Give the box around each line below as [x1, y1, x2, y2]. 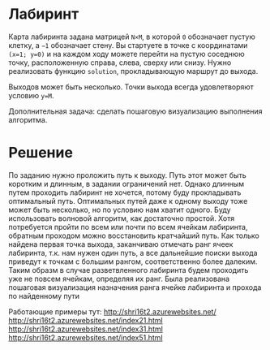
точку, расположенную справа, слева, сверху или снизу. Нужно [8, 58, 232, 67]
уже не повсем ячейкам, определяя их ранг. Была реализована [8, 274, 229, 283]
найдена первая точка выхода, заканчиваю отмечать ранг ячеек [8, 239, 234, 248]
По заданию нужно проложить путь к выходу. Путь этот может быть [8, 170, 246, 179]
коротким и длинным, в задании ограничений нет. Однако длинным [8, 179, 245, 188]
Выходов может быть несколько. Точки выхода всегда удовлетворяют [8, 82, 254, 92]
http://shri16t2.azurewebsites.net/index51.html [8, 332, 164, 342]
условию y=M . [8, 90, 54, 100]
